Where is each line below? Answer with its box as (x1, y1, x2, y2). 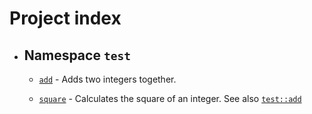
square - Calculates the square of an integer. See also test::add (38, 93, 302, 104)
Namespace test (23, 47, 131, 64)
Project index (9, 7, 122, 30)
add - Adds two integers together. (38, 73, 177, 85)
